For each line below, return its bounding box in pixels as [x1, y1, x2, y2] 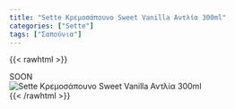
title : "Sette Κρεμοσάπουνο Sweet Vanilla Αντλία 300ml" [9, 13, 227, 22]
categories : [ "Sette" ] [9, 21, 94, 30]
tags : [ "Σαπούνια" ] [9, 29, 83, 38]
